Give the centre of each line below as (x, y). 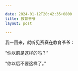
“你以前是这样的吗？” (27, 53)
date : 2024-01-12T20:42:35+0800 (39, 14)
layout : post (19, 23)
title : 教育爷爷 (20, 19)
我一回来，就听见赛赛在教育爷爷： (40, 42)
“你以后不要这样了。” (26, 64)
